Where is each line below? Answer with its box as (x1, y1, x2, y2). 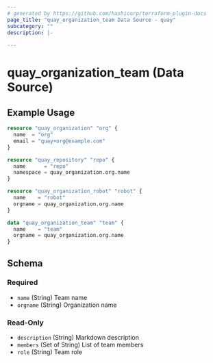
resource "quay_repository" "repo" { (7, 156, 115, 163)
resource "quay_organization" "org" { (7, 125, 118, 132)
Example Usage (7, 107, 75, 118)
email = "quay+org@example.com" (13, 138, 106, 145)
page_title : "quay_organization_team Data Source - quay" (7, 16, 176, 23)
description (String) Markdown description (16, 334, 139, 342)
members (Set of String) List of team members (16, 340, 144, 349)
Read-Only (7, 318, 45, 327)
